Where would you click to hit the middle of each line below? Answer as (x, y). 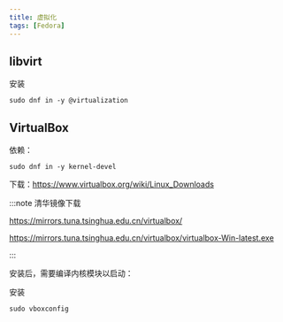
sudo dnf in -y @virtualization (69, 101)
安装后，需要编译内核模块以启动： (71, 273)
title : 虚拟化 (33, 17)
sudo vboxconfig (39, 309)
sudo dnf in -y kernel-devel (63, 167)
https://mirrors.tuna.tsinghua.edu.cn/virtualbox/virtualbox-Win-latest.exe (141, 238)
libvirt (26, 61)
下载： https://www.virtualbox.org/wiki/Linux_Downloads (112, 184)
